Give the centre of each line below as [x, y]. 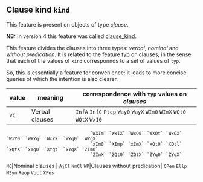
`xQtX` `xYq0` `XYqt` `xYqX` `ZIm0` [52, 149]
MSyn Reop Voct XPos [30, 173]
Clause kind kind [38, 10]
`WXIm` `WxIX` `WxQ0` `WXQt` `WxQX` [136, 133]
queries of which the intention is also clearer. [62, 79]
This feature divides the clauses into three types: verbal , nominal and [92, 48]
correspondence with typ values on [135, 94]
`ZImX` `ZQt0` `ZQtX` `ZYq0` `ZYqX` [136, 154]
